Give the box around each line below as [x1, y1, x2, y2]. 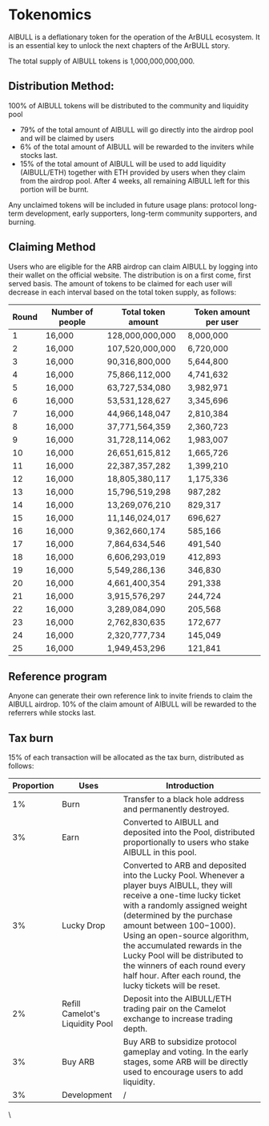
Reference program [8, 670, 107, 683]
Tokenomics [8, 6, 92, 24]
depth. [122, 1023, 148, 1035]
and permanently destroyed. [122, 804, 230, 815]
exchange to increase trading [122, 1013, 234, 1024]
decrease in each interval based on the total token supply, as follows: [8, 287, 237, 297]
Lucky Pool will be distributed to [122, 950, 244, 962]
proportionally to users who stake [122, 836, 250, 848]
